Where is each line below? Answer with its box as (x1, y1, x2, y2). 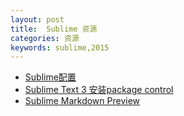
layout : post (10, 14, 65, 25)
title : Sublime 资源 (10, 24, 98, 34)
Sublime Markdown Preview (24, 95, 141, 107)
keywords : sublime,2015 (10, 42, 110, 53)
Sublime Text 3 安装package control (24, 84, 174, 96)
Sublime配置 (24, 71, 77, 83)
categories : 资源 (10, 33, 80, 43)
